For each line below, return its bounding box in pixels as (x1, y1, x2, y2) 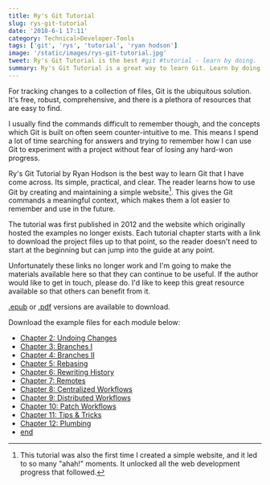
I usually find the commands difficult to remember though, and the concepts (8, 118, 260, 129)
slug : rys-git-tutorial (8, 19, 88, 27)
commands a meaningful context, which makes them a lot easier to (8, 195, 231, 205)
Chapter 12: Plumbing (19, 419, 92, 429)
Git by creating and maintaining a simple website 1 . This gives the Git (8, 186, 233, 197)
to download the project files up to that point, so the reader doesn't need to (8, 236, 258, 246)
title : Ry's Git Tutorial (8, 11, 95, 20)
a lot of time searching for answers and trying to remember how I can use (8, 136, 252, 146)
